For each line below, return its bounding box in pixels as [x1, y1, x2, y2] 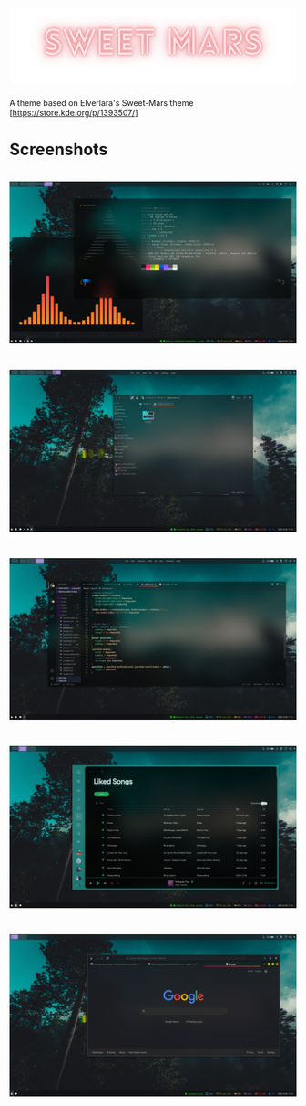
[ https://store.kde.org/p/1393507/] [9, 107, 138, 118]
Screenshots [9, 140, 108, 160]
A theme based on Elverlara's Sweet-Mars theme [9, 97, 194, 108]
